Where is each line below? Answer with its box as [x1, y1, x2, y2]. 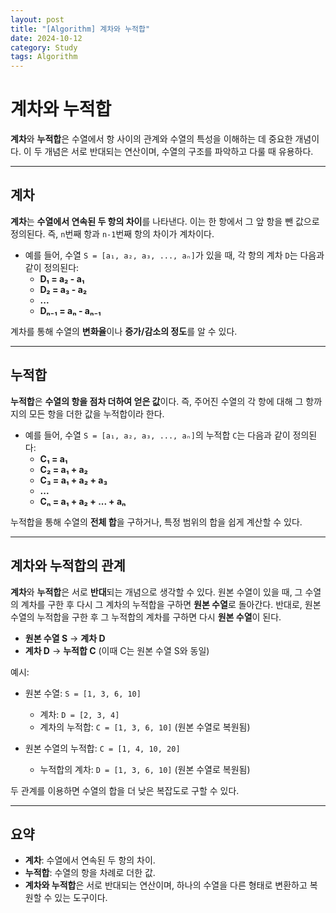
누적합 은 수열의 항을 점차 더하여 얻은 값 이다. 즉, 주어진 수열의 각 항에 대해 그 [10, 395, 304, 407]
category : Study [10, 42, 78, 53]
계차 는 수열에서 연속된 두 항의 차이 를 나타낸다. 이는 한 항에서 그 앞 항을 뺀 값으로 [10, 215, 320, 227]
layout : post [10, 14, 65, 25]
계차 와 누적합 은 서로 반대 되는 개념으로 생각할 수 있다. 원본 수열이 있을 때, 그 [10, 586, 303, 598]
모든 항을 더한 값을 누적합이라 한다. [28, 407, 165, 420]
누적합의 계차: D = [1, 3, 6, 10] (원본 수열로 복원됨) [39, 763, 251, 775]
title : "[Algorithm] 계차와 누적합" [10, 24, 151, 34]
